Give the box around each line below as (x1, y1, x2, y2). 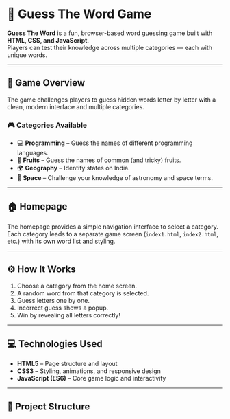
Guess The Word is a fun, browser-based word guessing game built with (7, 29, 213, 37)
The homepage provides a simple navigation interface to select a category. (7, 223, 219, 231)
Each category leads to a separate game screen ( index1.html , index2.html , (7, 229, 219, 238)
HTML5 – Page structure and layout (16, 360, 118, 368)
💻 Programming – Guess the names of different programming (16, 139, 193, 147)
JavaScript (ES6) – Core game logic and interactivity (16, 374, 166, 383)
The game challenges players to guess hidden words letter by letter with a (7, 95, 216, 104)
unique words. (7, 51, 48, 59)
